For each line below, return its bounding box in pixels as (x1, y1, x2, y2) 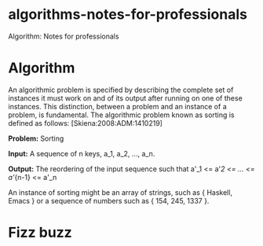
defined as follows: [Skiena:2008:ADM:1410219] (8, 118, 163, 127)
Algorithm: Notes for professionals (8, 31, 119, 41)
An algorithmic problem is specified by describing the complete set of (8, 85, 234, 94)
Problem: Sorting (8, 134, 64, 143)
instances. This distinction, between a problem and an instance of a (8, 101, 227, 111)
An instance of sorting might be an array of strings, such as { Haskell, (8, 187, 233, 197)
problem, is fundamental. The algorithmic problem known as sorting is (8, 110, 235, 119)
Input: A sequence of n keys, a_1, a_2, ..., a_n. (8, 149, 155, 158)
